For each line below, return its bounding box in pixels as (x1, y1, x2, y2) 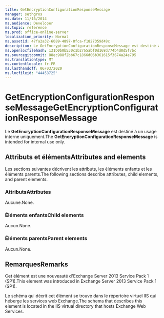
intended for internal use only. (5, 139, 65, 144)
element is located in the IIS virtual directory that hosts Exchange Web (5, 303, 146, 309)
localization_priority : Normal (5, 35, 69, 40)
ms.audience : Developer (5, 20, 54, 26)
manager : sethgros (5, 12, 42, 17)
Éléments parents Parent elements (5, 235, 87, 242)
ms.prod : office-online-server (5, 30, 69, 35)
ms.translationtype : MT (5, 57, 54, 62)
